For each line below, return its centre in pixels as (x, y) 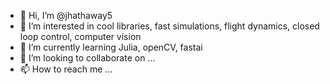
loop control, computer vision (80, 36)
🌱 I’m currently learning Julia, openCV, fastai (111, 47)
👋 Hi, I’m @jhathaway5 (66, 15)
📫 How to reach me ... (66, 69)
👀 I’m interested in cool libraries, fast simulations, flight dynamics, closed (169, 26)
